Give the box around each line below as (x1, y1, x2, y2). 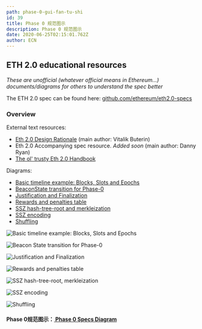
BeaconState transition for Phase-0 (15, 185, 104, 193)
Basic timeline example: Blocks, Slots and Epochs (15, 179, 140, 187)
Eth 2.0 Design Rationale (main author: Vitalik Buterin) (15, 136, 151, 143)
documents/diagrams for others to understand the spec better (6, 83, 163, 90)
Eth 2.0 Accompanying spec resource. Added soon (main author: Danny (15, 142, 197, 150)
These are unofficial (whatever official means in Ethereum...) (6, 76, 159, 83)
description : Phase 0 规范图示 (6, 26, 82, 32)
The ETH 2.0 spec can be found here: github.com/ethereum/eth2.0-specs (6, 94, 192, 102)
